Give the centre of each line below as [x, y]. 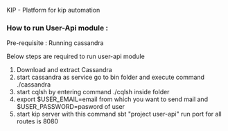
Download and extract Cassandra [64, 70]
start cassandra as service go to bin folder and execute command [111, 77]
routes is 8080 [37, 121]
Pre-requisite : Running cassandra [55, 43]
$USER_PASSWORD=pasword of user [71, 107]
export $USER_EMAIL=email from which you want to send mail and [112, 99]
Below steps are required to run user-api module [76, 56]
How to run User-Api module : [58, 28]
